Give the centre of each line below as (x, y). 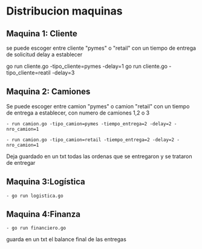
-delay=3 (63, 73)
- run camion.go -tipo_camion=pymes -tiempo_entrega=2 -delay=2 (89, 124)
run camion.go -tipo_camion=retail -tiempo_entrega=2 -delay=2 (93, 140)
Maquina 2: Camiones (48, 92)
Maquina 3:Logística (46, 182)
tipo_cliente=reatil (28, 73)
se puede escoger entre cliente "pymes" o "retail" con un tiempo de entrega (101, 48)
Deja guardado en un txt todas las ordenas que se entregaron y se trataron (99, 156)
